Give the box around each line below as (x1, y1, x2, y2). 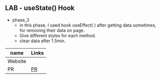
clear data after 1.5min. (19, 38, 66, 44)
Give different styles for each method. (19, 32, 96, 38)
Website (7, 57, 26, 64)
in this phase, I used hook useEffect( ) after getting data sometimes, (19, 22, 157, 28)
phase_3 (12, 17, 29, 23)
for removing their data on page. (19, 27, 85, 33)
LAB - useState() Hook (5, 4, 75, 12)
